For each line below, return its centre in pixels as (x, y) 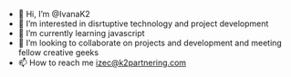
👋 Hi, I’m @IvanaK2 (54, 14)
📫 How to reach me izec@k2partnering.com (102, 63)
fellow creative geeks (58, 53)
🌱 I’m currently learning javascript (81, 33)
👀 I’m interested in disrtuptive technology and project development (143, 24)
